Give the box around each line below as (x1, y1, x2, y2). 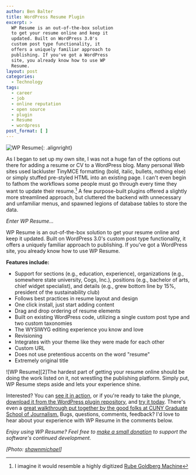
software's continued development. (6, 434, 92, 441)
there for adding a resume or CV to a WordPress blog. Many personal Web (6, 161, 185, 168)
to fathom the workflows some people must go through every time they (6, 180, 177, 187)
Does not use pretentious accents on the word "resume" (14, 351, 150, 358)
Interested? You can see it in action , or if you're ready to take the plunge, (6, 392, 181, 399)
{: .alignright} (40, 144, 73, 151)
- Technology (11, 79, 43, 85)
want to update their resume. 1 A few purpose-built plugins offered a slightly (6, 186, 187, 195)
